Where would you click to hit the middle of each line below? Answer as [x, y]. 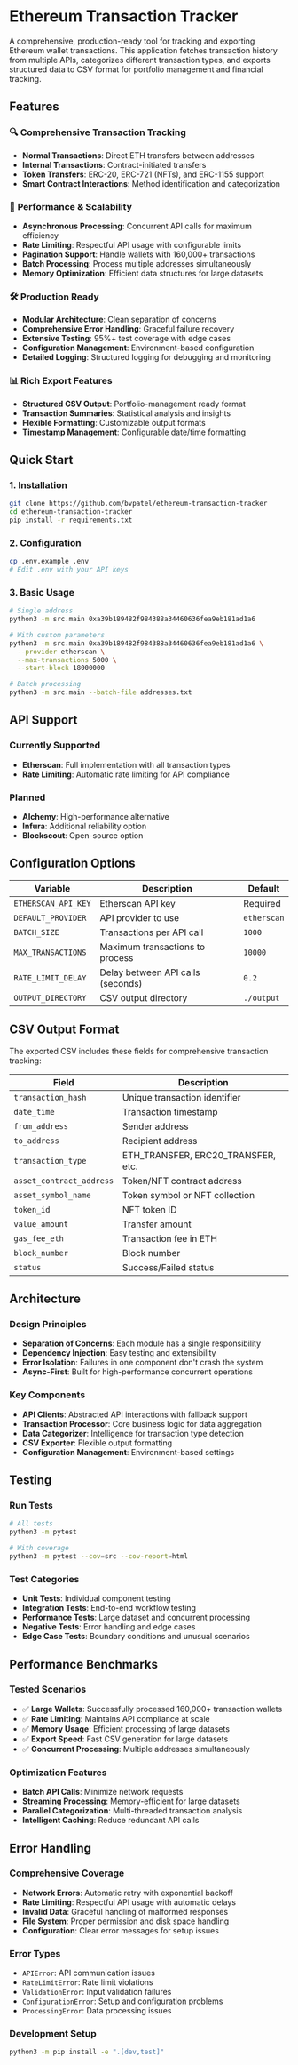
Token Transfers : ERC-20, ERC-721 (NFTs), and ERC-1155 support [143, 174]
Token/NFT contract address [182, 1181]
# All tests [31, 1524]
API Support [43, 720]
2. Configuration [45, 542]
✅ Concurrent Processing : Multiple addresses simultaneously [136, 1749]
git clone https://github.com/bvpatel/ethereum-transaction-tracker [138, 504]
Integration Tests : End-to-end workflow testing [109, 1608]
